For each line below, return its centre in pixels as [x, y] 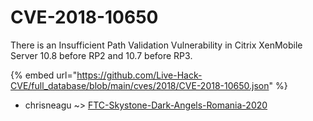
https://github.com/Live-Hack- [139, 75]
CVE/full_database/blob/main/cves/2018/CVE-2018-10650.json [140, 85]
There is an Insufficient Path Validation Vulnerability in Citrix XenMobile [156, 45]
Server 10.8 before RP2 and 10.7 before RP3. [101, 55]
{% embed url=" [44, 75]
